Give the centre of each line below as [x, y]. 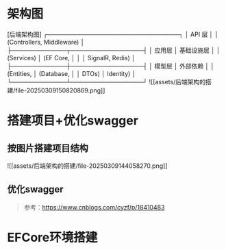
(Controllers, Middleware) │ [46, 42]
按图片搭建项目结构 [48, 148]
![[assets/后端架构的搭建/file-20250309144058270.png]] [87, 166]
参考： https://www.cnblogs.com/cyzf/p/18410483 [94, 207]
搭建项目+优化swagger [73, 121]
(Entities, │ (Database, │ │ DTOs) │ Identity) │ [72, 73]
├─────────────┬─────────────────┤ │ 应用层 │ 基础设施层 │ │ [114, 50]
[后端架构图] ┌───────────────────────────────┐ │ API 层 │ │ [113, 34]
